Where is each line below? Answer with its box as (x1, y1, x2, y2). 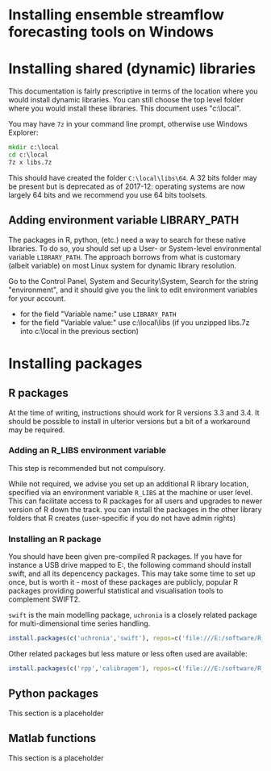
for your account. (8, 293, 66, 303)
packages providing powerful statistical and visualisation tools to (8, 586, 223, 596)
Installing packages (8, 354, 143, 373)
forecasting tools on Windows (8, 23, 214, 41)
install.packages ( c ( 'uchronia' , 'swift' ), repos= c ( (8, 635, 182, 643)
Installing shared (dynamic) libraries (8, 60, 256, 78)
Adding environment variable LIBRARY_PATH (8, 214, 240, 227)
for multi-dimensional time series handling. (8, 619, 151, 628)
